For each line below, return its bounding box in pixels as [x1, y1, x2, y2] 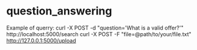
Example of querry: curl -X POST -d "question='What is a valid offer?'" [6, 24, 184, 31]
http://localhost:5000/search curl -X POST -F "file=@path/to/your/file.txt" [6, 30, 192, 37]
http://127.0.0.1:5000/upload [6, 37, 76, 44]
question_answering [6, 4, 112, 18]
